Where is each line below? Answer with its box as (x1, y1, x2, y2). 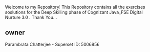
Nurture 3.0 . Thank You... (5, 15, 57, 20)
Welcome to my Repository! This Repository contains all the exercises (5, 4, 146, 10)
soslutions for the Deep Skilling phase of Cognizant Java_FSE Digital (5, 9, 143, 15)
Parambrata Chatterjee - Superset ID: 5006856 (5, 41, 100, 47)
